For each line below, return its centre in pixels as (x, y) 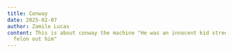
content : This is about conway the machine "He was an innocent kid (108, 33)
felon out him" (35, 39)
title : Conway (28, 13)
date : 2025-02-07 (32, 20)
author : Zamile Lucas (38, 26)
